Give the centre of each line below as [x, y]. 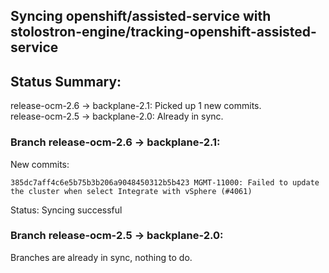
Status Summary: [66, 81]
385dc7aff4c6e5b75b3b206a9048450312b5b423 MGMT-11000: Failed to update [165, 182]
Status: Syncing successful [66, 210]
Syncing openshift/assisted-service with [141, 16]
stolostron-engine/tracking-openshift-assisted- [163, 32]
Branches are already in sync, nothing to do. [101, 257]
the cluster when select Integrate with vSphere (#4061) [131, 191]
